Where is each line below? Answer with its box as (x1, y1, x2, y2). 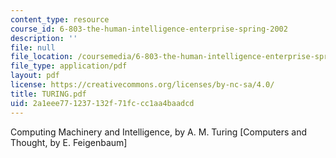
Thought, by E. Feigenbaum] (10, 136, 128, 148)
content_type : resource (10, 14, 110, 25)
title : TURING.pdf (10, 89, 87, 99)
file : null (10, 42, 56, 53)
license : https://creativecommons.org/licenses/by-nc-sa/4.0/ (10, 80, 275, 90)
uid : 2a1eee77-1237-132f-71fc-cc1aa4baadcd (10, 98, 195, 108)
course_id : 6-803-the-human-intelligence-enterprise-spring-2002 (10, 24, 288, 34)
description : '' (10, 33, 78, 43)
